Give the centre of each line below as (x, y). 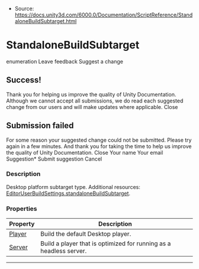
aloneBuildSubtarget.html (46, 21)
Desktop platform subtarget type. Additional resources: (73, 187)
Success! (24, 80)
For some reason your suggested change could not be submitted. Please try (99, 140)
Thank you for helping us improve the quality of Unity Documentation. (91, 94)
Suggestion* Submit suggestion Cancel (54, 159)
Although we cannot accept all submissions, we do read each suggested (95, 101)
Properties (22, 209)
